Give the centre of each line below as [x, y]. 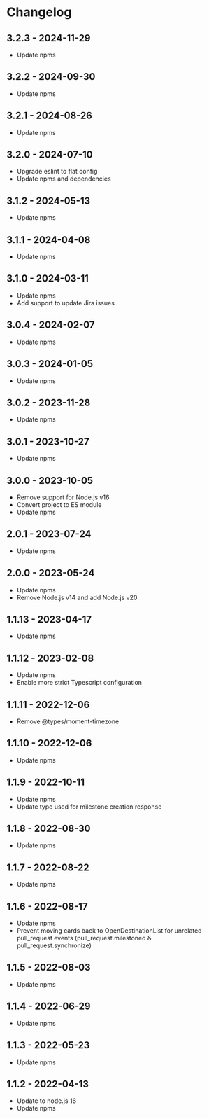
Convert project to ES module [59, 504]
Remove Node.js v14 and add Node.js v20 [77, 597]
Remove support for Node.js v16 [63, 497]
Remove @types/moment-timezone [68, 721]
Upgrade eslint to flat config [57, 172]
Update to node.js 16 [46, 1101]
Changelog [39, 12]
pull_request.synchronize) [54, 945]
